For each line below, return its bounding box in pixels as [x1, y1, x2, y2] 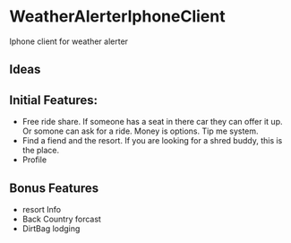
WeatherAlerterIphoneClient [9, 6, 226, 27]
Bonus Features [9, 180, 99, 195]
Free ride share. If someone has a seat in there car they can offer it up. [21, 117, 283, 127]
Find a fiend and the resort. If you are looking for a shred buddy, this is [21, 135, 283, 146]
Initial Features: [9, 92, 98, 108]
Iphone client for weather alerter [9, 36, 128, 47]
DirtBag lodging [21, 222, 81, 234]
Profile [21, 154, 47, 165]
